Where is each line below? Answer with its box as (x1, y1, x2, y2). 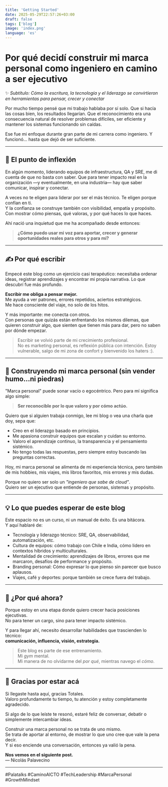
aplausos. (12, 569, 32, 575)
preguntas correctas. (12, 454, 56, 461)
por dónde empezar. (5, 327, 47, 333)
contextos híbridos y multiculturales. (12, 548, 87, 554)
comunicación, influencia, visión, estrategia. (5, 638, 100, 644)
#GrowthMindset (5, 776, 40, 782)
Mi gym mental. (17, 653, 50, 659)
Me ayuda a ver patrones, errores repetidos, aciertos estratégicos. (5, 296, 142, 302)
